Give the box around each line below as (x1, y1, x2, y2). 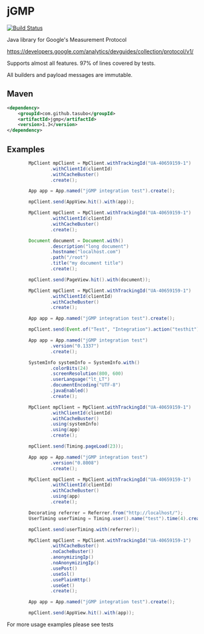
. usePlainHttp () (50, 576, 91, 583)
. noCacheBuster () (50, 549, 94, 555)
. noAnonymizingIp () (50, 560, 99, 566)
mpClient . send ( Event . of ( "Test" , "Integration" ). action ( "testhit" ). (28, 326, 202, 332)
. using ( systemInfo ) (50, 421, 99, 428)
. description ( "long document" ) (50, 243, 130, 249)
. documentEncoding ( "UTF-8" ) (50, 382, 121, 388)
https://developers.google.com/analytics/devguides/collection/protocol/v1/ (7, 47, 194, 55)
